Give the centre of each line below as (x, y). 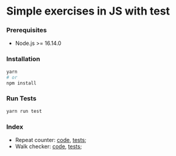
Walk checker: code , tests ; (48, 146)
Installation (23, 59)
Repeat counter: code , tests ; (51, 140)
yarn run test (24, 111)
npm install (21, 83)
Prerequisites (26, 30)
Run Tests (21, 98)
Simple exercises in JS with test (88, 11)
